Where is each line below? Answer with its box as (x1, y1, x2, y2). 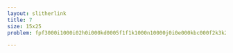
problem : (7, 29, 33, 36)
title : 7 (7, 17, 33, 23)
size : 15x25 (7, 23, 42, 30)
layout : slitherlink (7, 10, 67, 17)
